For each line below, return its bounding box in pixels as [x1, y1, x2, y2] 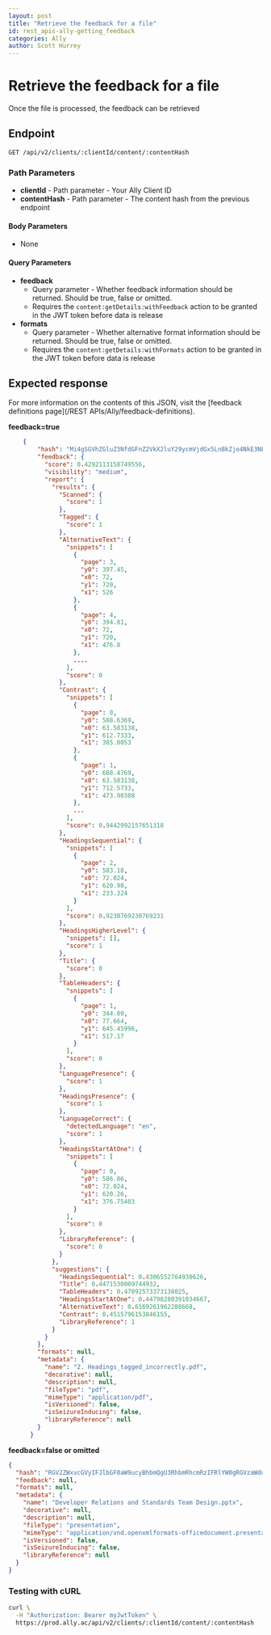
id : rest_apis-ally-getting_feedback [8, 27, 135, 35]
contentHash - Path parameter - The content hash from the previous [19, 194, 250, 204]
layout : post [8, 11, 52, 20]
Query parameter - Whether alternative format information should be [31, 327, 261, 337]
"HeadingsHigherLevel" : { [59, 927, 147, 935]
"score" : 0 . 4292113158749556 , [44, 460, 147, 469]
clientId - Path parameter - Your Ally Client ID [19, 185, 172, 195]
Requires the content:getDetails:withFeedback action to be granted [31, 301, 258, 311]
